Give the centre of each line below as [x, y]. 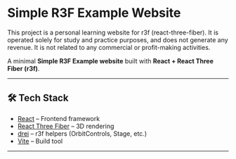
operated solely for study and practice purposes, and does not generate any [118, 39]
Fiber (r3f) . [24, 68]
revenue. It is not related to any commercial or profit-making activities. [109, 47]
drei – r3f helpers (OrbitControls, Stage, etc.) [82, 133]
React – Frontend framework [59, 118]
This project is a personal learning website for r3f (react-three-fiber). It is [113, 32]
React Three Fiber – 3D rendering [66, 126]
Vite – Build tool [40, 141]
